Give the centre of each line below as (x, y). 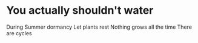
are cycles (19, 33)
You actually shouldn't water (80, 10)
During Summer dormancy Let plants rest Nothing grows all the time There (99, 27)
